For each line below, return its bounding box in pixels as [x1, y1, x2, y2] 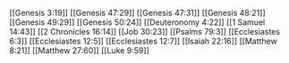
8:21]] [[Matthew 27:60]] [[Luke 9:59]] [9, 45, 150, 56]
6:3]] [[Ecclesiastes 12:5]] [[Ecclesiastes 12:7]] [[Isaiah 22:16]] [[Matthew [9, 35, 277, 46]
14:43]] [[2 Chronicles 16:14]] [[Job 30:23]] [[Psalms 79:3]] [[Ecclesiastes [9, 27, 280, 36]
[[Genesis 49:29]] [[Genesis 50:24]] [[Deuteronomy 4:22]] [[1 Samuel [9, 17, 266, 28]
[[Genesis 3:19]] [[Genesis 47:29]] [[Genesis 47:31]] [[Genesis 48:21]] [9, 8, 266, 18]
